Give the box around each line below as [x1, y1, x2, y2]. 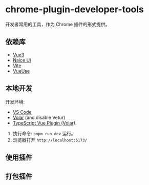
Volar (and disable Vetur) [12, 114, 66, 120]
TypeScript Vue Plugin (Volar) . [12, 119, 77, 126]
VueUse [12, 68, 30, 74]
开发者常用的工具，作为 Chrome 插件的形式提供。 [5, 21, 110, 27]
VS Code [12, 109, 32, 115]
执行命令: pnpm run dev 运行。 [12, 130, 76, 136]
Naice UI [12, 57, 31, 63]
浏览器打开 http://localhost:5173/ [12, 137, 88, 143]
